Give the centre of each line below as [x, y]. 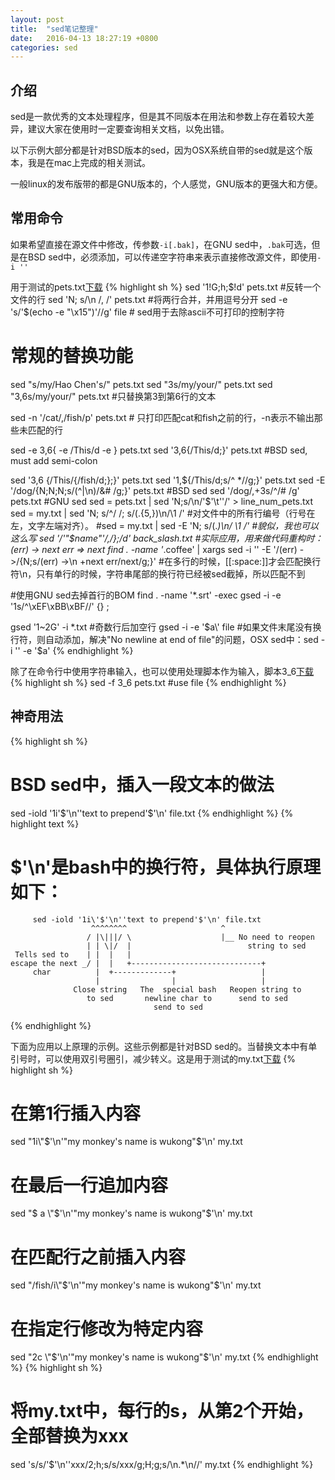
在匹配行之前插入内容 [98, 1257]
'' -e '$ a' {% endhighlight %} [74, 650]
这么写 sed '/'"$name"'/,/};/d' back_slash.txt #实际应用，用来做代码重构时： [167, 538]
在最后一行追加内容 [89, 1185]
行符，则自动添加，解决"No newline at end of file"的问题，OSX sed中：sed [164, 639]
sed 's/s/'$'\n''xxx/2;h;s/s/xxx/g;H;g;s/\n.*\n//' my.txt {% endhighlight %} [162, 1465]
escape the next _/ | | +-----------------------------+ [138, 963]
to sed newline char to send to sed [187, 998]
